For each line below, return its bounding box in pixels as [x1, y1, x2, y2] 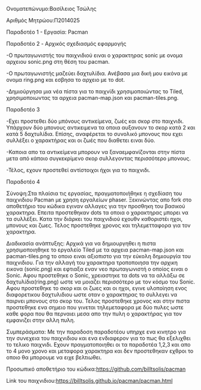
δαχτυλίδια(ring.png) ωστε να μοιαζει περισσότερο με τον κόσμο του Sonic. [6, 278, 196, 285]
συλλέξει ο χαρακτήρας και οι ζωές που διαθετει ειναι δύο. [6, 137, 155, 144]
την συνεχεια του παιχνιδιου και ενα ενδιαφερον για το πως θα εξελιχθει [6, 335, 191, 342]
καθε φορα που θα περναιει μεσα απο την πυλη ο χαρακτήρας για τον [6, 310, 182, 317]
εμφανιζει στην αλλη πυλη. [6, 317, 76, 324]
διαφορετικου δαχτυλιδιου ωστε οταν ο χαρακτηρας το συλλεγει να [6, 291, 178, 298]
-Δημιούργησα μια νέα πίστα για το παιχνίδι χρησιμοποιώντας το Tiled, [6, 88, 184, 95]
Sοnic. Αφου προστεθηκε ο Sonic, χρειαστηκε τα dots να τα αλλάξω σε [6, 272, 185, 279]
